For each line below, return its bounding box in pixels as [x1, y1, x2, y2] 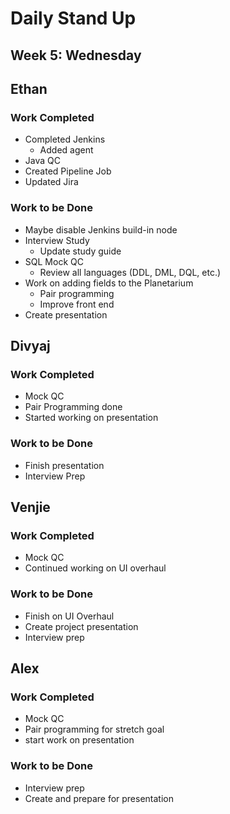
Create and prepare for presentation [24, 792, 175, 804]
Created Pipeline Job [24, 165, 112, 177]
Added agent [39, 144, 94, 156]
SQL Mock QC [24, 255, 84, 267]
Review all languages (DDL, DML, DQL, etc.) [39, 266, 222, 278]
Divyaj [10, 337, 51, 354]
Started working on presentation [24, 412, 159, 424]
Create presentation [24, 308, 108, 321]
